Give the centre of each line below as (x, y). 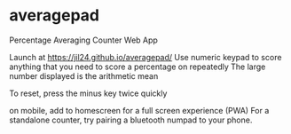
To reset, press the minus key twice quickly (88, 93)
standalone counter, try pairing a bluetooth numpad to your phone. (131, 120)
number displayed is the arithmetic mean (84, 75)
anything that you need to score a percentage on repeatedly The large (138, 67)
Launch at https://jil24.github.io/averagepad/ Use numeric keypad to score (145, 57)
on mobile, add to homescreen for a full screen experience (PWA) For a (139, 110)
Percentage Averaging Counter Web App (83, 40)
